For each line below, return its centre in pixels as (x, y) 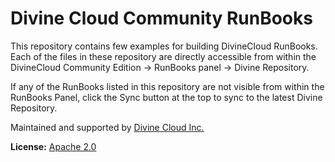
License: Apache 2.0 (53, 146)
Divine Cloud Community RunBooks (161, 18)
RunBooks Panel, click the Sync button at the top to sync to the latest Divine (166, 97)
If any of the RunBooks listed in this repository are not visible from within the (167, 86)
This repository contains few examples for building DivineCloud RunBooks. (164, 46)
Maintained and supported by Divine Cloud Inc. (107, 127)
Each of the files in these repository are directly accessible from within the (163, 56)
